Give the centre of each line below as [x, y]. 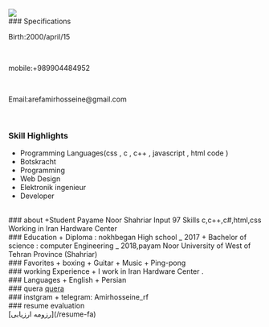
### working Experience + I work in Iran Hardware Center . [106, 271]
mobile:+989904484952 [49, 68]
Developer [37, 196]
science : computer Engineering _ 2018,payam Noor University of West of [130, 246]
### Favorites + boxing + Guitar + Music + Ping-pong [97, 263]
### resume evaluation [47, 306]
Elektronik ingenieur [53, 188]
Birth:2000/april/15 [39, 37]
